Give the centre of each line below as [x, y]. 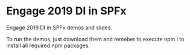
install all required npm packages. [48, 45]
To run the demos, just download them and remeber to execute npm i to [95, 39]
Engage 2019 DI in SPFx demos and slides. [59, 27]
